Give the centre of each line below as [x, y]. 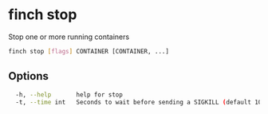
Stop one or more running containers [69, 37]
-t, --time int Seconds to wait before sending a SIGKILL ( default [133, 102]
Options [29, 76]
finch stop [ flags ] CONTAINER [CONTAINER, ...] [89, 51]
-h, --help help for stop [69, 94]
